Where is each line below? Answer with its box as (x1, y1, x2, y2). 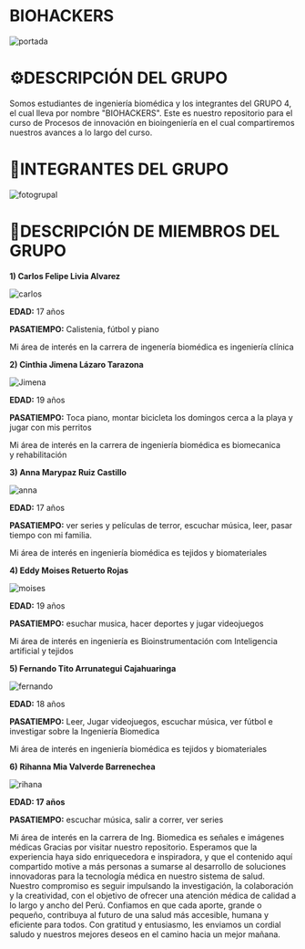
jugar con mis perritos (9, 422, 93, 433)
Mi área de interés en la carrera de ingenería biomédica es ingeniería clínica (9, 341, 294, 352)
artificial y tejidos (9, 645, 75, 656)
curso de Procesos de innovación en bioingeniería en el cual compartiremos (9, 117, 295, 128)
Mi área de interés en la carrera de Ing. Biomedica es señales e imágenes (9, 831, 285, 842)
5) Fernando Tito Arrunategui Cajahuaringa (9, 662, 177, 673)
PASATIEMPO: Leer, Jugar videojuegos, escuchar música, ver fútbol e (9, 715, 273, 726)
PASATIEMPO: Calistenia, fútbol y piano (9, 323, 159, 334)
